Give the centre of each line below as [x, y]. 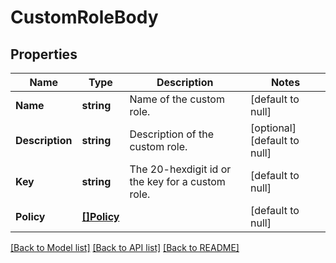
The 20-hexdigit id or [180, 169]
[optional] [273, 128]
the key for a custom [177, 181]
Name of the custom [177, 99]
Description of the [172, 134]
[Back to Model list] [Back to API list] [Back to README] [125, 247]
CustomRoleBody [84, 17]
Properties [44, 54]
